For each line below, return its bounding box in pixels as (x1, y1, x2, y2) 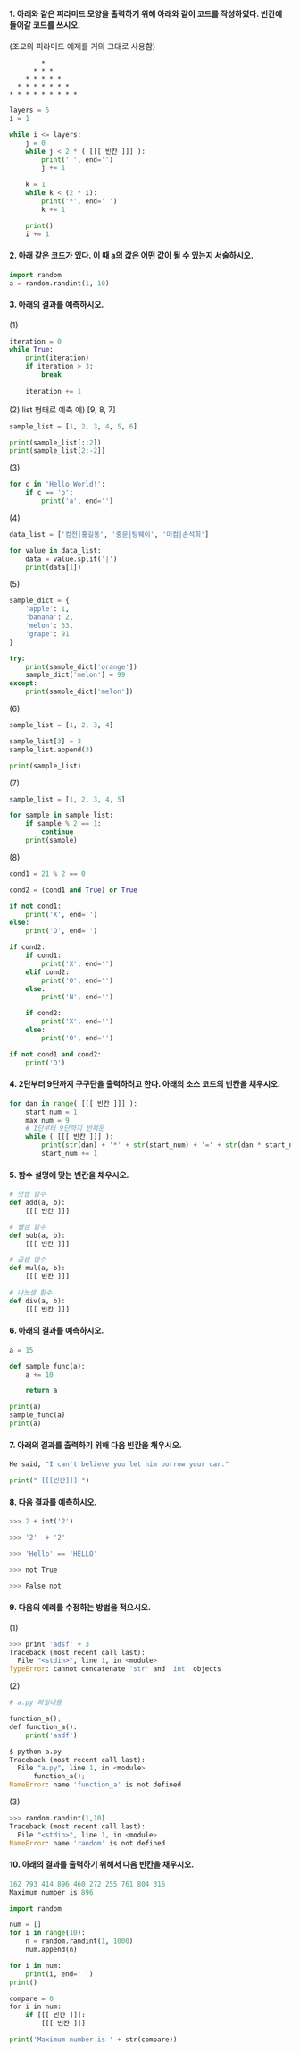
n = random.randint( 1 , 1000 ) (25, 1937, 134, 1946)
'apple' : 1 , (25, 605, 70, 614)
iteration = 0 (9, 336, 62, 346)
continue (41, 827, 74, 836)
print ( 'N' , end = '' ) (41, 993, 114, 1002)
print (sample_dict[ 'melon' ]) (25, 687, 134, 697)
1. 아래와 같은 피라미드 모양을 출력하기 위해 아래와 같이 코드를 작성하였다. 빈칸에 (9, 8, 283, 19)
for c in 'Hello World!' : (9, 479, 105, 489)
